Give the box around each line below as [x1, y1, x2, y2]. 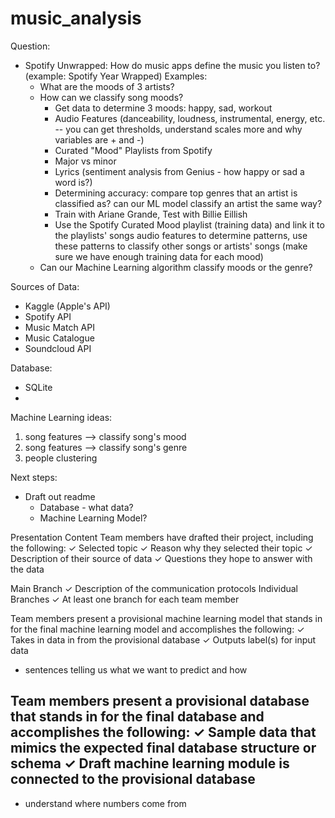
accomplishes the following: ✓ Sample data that [10, 724, 317, 741]
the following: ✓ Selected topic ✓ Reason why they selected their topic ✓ [10, 542, 313, 554]
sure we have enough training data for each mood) [54, 250, 264, 262]
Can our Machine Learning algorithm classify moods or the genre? [39, 261, 313, 273]
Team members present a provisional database [10, 693, 310, 710]
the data [10, 563, 45, 575]
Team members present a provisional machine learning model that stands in [10, 612, 323, 624]
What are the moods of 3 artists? [39, 80, 175, 92]
